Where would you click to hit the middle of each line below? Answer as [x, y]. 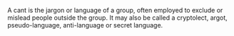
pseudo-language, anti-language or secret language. [85, 25]
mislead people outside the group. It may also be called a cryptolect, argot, [118, 18]
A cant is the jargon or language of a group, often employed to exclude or [115, 10]
